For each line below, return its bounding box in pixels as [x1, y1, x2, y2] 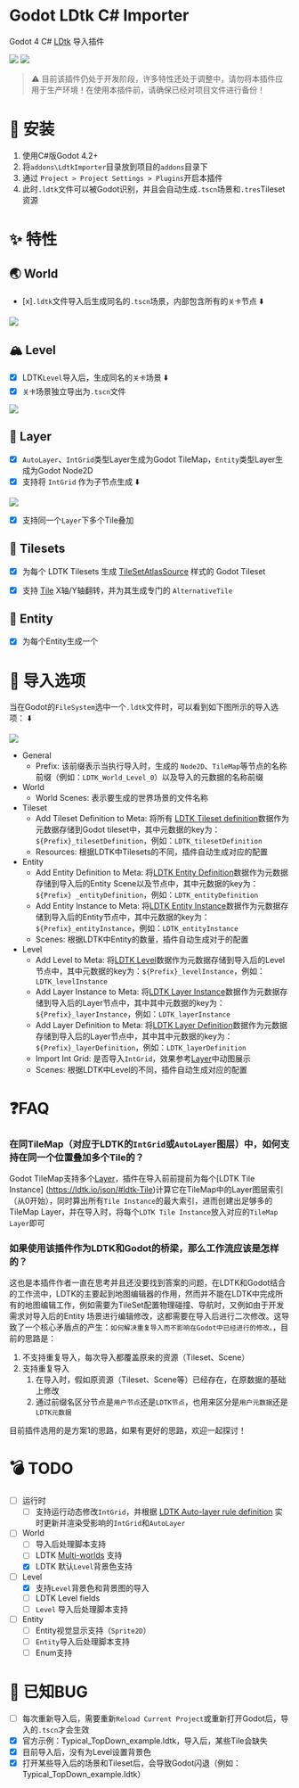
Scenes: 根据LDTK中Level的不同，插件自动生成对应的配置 [35, 1065, 247, 1075]
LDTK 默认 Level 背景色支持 [35, 1561, 133, 1572]
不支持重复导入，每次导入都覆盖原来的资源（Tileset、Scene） [21, 1352, 250, 1363]
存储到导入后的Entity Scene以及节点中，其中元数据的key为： [35, 878, 259, 889]
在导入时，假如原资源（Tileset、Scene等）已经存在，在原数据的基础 [35, 1374, 287, 1385]
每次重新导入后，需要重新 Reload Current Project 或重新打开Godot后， [21, 1713, 281, 1724]
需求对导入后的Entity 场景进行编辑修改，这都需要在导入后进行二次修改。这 [9, 1311, 282, 1322]
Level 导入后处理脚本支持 [35, 1603, 129, 1614]
